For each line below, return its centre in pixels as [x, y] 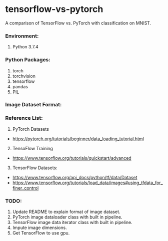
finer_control [25, 188]
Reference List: [24, 118]
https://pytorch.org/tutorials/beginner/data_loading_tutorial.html [78, 139]
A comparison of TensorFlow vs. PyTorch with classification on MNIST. [78, 23]
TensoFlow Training [33, 148]
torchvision [24, 76]
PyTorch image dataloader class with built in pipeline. [67, 217]
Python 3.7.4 [25, 47]
